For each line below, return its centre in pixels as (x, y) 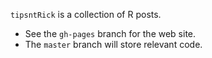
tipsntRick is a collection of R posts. (86, 14)
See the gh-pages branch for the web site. (110, 33)
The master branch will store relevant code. (113, 44)
